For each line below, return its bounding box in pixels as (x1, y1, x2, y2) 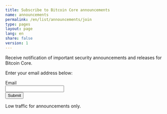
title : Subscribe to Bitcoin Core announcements (5, 7, 110, 13)
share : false (5, 36, 33, 41)
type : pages (5, 21, 30, 27)
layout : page (5, 26, 33, 32)
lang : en (5, 31, 24, 36)
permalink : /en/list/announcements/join (5, 17, 92, 22)
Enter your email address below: (5, 70, 73, 76)
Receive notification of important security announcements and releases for (5, 54, 162, 61)
